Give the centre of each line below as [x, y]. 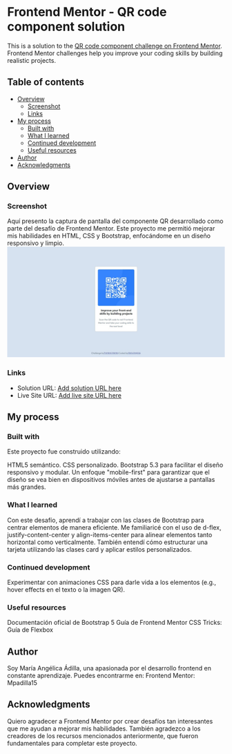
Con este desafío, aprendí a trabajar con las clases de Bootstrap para [106, 520]
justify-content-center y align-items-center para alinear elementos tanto [110, 534]
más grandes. [27, 487]
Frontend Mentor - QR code [87, 12]
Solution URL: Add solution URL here [69, 388]
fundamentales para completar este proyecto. [72, 743]
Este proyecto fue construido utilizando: [64, 452]
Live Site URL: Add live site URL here [69, 395]
